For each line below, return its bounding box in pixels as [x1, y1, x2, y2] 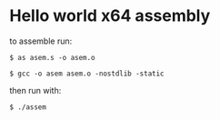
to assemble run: [9, 35, 73, 46]
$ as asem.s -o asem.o [9, 53, 95, 62]
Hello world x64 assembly [9, 5, 211, 26]
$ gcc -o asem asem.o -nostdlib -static [9, 69, 165, 78]
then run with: [9, 85, 62, 95]
